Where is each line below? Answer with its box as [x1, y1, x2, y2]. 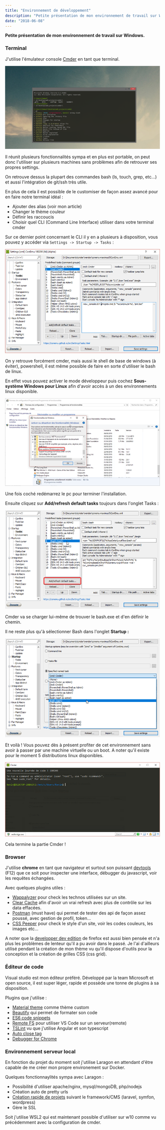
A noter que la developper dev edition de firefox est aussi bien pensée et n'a [5, 935, 160, 942]
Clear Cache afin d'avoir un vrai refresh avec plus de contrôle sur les [12, 900, 152, 906]
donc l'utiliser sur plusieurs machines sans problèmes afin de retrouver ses [5, 159, 157, 165]
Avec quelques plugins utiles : [5, 885, 66, 891]
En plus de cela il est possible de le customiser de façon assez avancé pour [5, 189, 158, 195]
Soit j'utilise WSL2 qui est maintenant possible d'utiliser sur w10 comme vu [5, 1114, 156, 1120]
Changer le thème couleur [12, 209, 65, 215]
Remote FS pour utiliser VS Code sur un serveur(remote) [12, 1020, 127, 1026]
